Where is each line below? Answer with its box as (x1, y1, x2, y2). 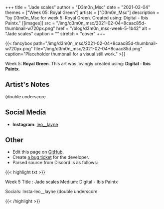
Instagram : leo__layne (12, 121, 58, 127)
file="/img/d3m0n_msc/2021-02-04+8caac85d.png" (34, 46, 143, 51)
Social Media (5, 108, 46, 117)
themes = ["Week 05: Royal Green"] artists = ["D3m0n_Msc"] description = (5, 9, 160, 15)
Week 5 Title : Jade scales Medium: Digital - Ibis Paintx (5, 179, 118, 185)
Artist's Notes (5, 80, 50, 89)
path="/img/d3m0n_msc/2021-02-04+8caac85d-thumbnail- (33, 40, 158, 46)
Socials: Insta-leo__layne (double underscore (5, 189, 98, 195)
